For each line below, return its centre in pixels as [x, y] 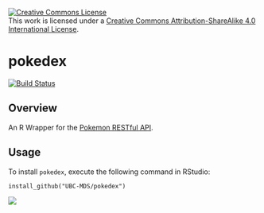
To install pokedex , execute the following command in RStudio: [109, 172]
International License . [44, 29]
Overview [33, 108]
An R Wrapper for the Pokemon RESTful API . [81, 127]
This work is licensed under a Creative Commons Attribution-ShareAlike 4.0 [132, 21]
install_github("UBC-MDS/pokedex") [67, 186]
